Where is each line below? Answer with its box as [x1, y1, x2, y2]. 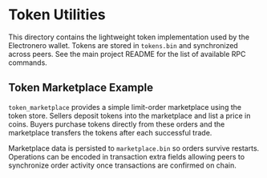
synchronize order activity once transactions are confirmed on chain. [8, 160, 237, 170]
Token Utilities [8, 6, 106, 24]
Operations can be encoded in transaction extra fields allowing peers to [8, 152, 245, 161]
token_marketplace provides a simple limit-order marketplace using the [8, 102, 242, 111]
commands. [8, 58, 48, 67]
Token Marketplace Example [8, 81, 154, 95]
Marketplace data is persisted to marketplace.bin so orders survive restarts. [8, 143, 260, 153]
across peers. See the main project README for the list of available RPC [8, 49, 246, 59]
